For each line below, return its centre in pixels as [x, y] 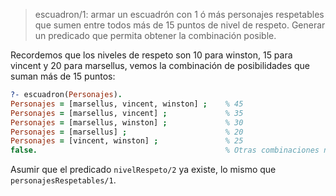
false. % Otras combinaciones [165, 150]
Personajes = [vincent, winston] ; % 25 [127, 141]
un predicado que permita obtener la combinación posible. [155, 35]
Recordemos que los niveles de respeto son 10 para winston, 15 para [151, 55]
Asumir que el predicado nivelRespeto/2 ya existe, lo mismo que [143, 170]
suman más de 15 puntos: [63, 76]
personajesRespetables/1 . [63, 180]
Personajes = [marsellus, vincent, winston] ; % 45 [127, 104]
